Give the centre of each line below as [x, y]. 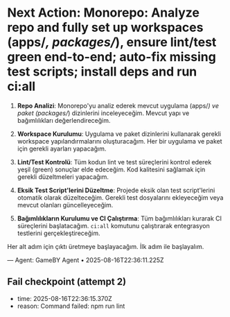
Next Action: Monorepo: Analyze [103, 13]
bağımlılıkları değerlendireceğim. [64, 120]
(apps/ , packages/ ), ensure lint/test [112, 42]
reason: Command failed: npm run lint [71, 306]
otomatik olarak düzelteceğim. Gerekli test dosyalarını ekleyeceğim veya [120, 197]
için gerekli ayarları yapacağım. [62, 148]
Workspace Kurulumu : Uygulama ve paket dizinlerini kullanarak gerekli [119, 134]
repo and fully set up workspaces [105, 27]
